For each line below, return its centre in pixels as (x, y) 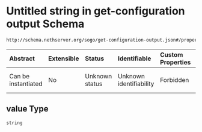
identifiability (136, 84)
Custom (172, 54)
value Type (27, 109)
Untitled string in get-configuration (96, 11)
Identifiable (134, 58)
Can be (20, 76)
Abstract (22, 58)
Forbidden (175, 80)
